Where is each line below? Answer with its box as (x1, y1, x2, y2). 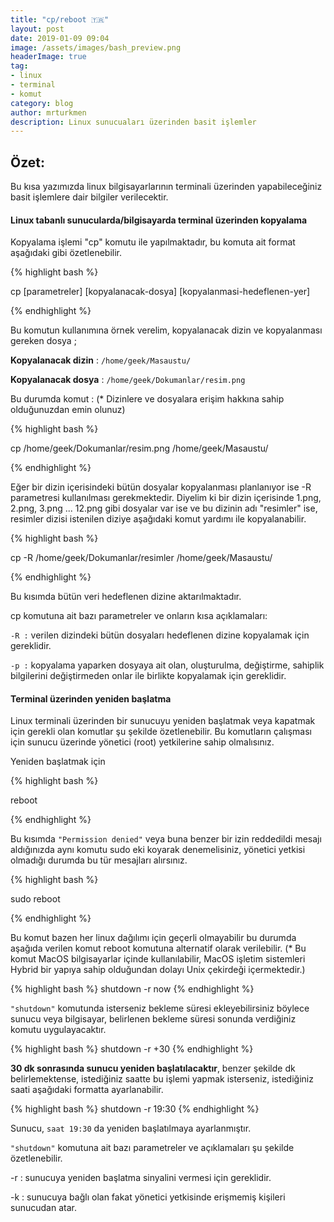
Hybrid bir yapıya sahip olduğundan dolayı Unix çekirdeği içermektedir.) (10, 964, 306, 976)
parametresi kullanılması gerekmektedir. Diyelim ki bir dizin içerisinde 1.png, (10, 492, 322, 504)
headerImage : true (10, 52, 87, 62)
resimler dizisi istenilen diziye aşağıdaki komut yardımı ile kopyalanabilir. (10, 513, 307, 525)
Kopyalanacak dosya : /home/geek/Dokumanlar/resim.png (10, 374, 246, 386)
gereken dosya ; (10, 335, 77, 347)
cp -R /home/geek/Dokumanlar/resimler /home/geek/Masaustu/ (10, 552, 273, 564)
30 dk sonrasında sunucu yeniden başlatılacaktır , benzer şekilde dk (10, 1062, 296, 1075)
